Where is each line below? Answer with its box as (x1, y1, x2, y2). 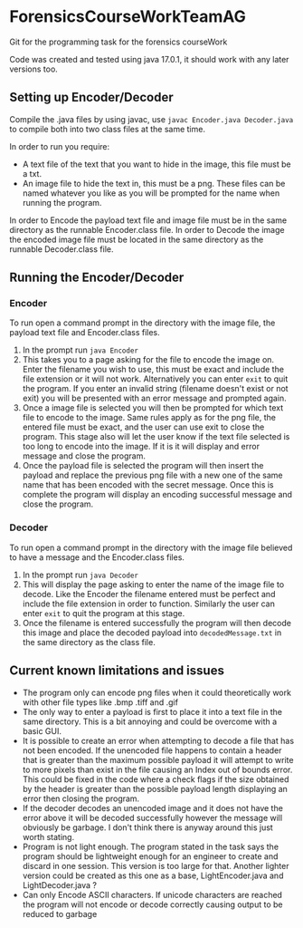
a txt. (22, 168, 43, 179)
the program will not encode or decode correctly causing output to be (22, 899, 283, 910)
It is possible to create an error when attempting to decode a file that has (22, 735, 295, 746)
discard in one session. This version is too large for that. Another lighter (22, 860, 289, 871)
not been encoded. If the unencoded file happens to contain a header (22, 745, 282, 756)
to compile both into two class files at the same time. (9, 123, 206, 134)
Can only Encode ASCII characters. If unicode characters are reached (22, 889, 283, 900)
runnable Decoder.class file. (9, 243, 114, 255)
